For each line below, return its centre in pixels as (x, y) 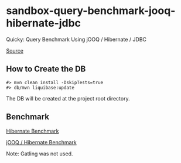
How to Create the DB (46, 69)
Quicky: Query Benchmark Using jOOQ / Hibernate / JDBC (76, 39)
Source (15, 50)
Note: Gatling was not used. (40, 154)
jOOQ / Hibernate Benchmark (42, 142)
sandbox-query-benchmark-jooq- (91, 11)
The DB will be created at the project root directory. (68, 98)
